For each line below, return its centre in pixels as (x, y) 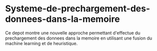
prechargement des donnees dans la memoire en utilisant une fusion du (79, 38)
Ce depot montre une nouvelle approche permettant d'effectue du (73, 33)
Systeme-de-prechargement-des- (78, 9)
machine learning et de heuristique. (41, 43)
